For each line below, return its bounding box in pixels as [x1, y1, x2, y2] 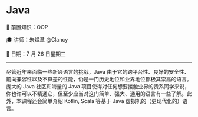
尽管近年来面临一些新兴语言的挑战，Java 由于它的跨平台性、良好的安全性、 [6, 68, 190, 75]
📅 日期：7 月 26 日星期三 [6, 50, 67, 57]
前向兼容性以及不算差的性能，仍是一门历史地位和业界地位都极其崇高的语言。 [6, 75, 192, 82]
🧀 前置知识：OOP [6, 23, 48, 30]
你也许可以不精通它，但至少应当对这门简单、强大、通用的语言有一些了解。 [6, 90, 187, 97]
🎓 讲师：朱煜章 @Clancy [6, 36, 68, 43]
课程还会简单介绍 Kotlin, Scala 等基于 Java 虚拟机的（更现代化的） [21, 97, 183, 104]
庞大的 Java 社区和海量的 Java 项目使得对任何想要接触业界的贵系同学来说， [6, 82, 190, 90]
